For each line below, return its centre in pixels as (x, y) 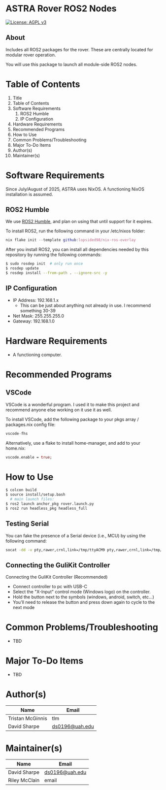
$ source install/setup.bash (35, 495)
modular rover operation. (31, 55)
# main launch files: (32, 499)
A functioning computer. (37, 355)
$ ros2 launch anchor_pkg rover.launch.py (50, 504)
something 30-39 (38, 310)
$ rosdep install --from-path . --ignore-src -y (56, 273)
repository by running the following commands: (54, 255)
